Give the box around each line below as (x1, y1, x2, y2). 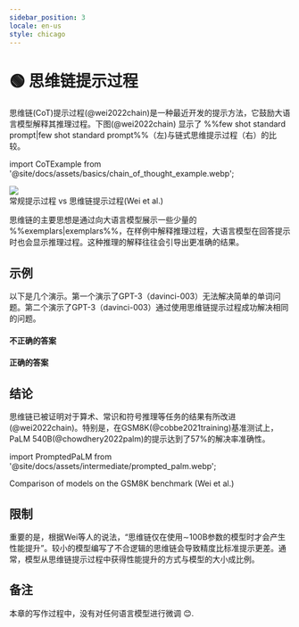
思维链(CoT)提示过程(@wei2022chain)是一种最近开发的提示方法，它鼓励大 (9, 108, 283, 119)
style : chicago (9, 29, 66, 38)
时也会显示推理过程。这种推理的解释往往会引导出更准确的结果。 (9, 237, 244, 248)
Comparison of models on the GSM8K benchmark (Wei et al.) (9, 478, 235, 489)
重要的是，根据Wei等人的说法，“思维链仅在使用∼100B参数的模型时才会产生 (9, 532, 287, 542)
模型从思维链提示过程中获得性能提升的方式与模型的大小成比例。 (24, 554, 260, 565)
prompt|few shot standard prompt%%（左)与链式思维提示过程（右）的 (9, 130, 270, 141)
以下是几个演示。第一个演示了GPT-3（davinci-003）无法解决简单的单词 (9, 291, 274, 301)
